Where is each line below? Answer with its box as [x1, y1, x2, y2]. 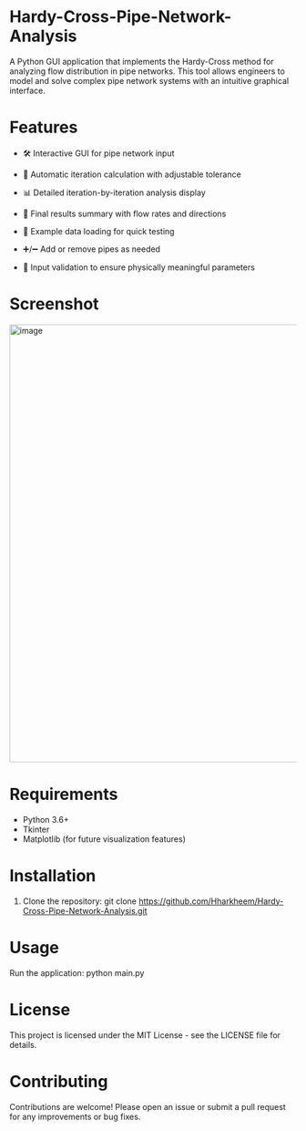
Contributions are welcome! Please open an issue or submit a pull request [9, 1101, 287, 1112]
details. [9, 1039, 37, 1050]
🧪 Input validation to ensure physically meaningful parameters [22, 262, 255, 273]
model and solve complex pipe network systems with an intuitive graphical [9, 75, 290, 86]
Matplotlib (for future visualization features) [22, 833, 187, 845]
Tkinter [22, 824, 50, 835]
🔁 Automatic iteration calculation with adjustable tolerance [22, 169, 241, 180]
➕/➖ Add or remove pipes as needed [22, 244, 161, 254]
